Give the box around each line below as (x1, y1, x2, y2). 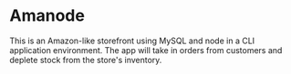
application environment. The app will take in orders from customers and (9, 44, 283, 55)
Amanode (9, 5, 85, 26)
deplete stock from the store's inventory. (9, 54, 162, 65)
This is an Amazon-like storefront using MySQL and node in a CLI (9, 35, 255, 46)
